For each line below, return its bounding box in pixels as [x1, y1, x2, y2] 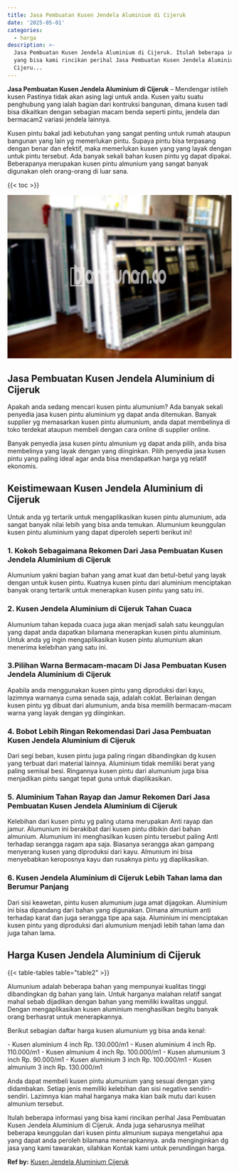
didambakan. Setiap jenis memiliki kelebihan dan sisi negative [7, 1084, 188, 1092]
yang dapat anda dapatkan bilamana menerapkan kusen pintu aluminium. [7, 628, 222, 636]
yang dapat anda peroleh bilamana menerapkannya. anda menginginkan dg [7, 1136, 229, 1144]
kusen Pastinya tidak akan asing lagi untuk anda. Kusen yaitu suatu [7, 92, 204, 101]
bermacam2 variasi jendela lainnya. [7, 115, 112, 124]
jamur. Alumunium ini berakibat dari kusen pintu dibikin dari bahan [7, 825, 201, 833]
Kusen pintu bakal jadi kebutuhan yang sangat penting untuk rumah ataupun [7, 129, 231, 137]
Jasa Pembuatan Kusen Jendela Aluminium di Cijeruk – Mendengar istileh [7, 84, 228, 93]
